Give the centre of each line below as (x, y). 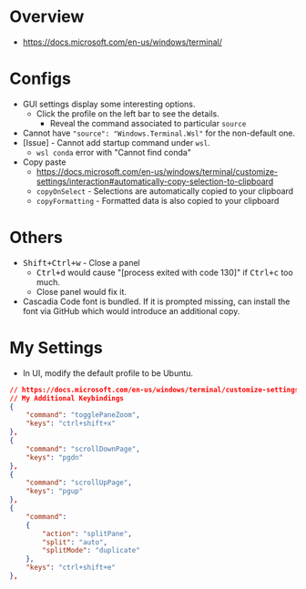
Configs (40, 79)
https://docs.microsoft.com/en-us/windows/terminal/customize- (157, 171)
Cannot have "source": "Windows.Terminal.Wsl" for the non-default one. (159, 133)
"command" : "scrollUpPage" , (79, 483)
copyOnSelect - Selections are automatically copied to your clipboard (165, 191)
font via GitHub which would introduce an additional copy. (131, 310)
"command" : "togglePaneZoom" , (83, 415)
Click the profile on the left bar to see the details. (128, 113)
